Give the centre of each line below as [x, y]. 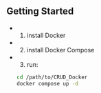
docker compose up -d [47, 83]
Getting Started [40, 11]
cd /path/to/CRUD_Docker [52, 77]
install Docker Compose [60, 50]
